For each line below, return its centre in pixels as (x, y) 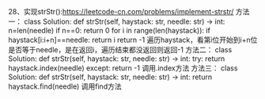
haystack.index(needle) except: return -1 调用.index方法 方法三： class (123, 68)
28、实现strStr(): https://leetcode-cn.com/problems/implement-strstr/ (121, 11)
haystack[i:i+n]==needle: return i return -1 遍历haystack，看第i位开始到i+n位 (133, 40)
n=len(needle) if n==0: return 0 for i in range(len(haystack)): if (110, 30)
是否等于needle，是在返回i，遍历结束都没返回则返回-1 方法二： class (120, 49)
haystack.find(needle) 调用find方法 (65, 86)
